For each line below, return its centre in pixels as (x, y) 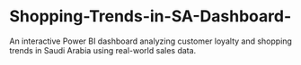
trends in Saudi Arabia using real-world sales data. (103, 50)
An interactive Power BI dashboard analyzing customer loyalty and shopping (150, 41)
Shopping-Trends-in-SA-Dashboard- (150, 16)
